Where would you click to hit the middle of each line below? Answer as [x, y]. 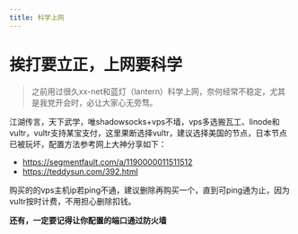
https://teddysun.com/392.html [80, 171]
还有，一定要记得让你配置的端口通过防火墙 [88, 220]
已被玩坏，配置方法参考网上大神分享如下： [88, 143]
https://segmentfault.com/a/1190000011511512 [107, 161]
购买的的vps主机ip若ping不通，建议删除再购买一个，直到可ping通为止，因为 [149, 190]
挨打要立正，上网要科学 [96, 65]
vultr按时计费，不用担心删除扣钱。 [73, 201]
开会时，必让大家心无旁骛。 [106, 102]
